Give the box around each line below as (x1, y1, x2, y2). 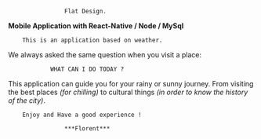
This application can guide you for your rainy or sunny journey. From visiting (8, 79, 254, 88)
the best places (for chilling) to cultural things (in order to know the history (8, 87, 248, 97)
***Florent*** (63, 125, 111, 133)
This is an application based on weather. (22, 36, 163, 44)
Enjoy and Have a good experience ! (22, 111, 143, 119)
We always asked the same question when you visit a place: (8, 50, 202, 59)
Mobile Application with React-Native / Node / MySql (8, 21, 184, 31)
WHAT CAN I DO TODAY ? (49, 65, 125, 73)
